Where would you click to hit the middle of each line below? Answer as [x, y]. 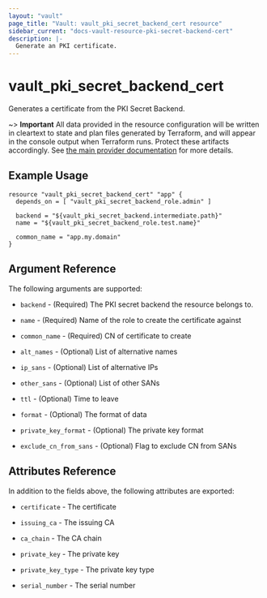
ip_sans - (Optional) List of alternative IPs [89, 367]
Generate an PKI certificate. [66, 46]
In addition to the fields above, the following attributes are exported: [121, 491]
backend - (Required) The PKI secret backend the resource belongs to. [136, 304]
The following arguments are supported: [76, 288]
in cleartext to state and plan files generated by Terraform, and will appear [132, 133]
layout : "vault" [36, 16]
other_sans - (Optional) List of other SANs [90, 383]
